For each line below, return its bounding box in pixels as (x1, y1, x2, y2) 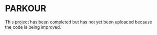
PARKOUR (5, 3, 46, 14)
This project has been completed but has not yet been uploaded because (5, 19, 153, 25)
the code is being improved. (5, 24, 61, 30)
